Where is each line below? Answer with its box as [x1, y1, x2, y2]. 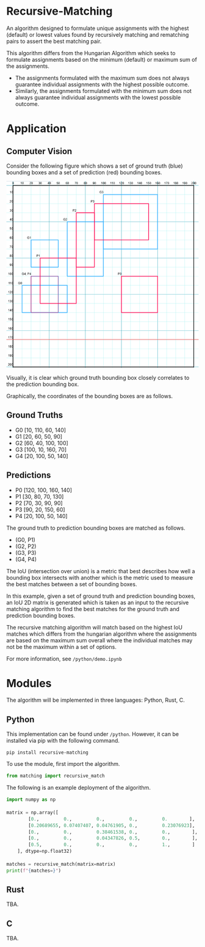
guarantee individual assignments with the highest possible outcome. [15, 81, 190, 88]
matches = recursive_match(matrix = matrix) [6, 861, 116, 867]
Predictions [6, 470, 51, 481]
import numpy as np [6, 797, 56, 803]
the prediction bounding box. [6, 381, 79, 388]
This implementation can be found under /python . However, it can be [6, 730, 179, 738]
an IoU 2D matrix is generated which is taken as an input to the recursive [6, 598, 189, 606]
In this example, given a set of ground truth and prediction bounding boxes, [6, 592, 196, 600]
